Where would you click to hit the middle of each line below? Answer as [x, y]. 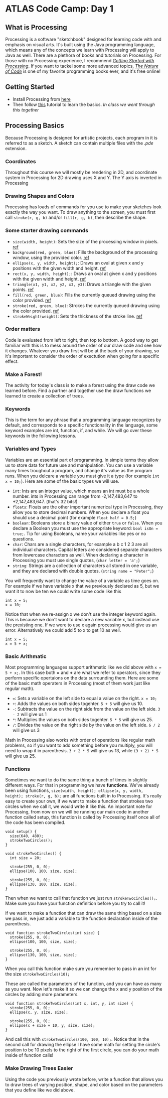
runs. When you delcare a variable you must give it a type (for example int [82, 476]
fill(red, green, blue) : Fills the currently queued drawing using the [84, 295]
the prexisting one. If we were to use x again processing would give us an [81, 625]
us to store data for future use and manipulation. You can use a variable [79, 465]
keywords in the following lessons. [41, 436]
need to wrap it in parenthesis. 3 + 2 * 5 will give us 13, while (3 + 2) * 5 [82, 750]
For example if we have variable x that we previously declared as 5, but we [82, 586]
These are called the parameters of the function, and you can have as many [83, 984]
